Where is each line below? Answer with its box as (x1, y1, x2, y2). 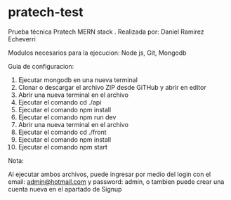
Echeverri (8, 34, 36, 43)
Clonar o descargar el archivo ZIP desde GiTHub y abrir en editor (18, 83, 206, 91)
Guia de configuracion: (8, 62, 74, 70)
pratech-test (8, 4, 84, 20)
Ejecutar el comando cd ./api (18, 98, 102, 106)
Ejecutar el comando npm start (18, 142, 107, 151)
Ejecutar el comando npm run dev (18, 113, 117, 121)
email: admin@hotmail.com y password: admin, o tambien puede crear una (8, 177, 225, 186)
